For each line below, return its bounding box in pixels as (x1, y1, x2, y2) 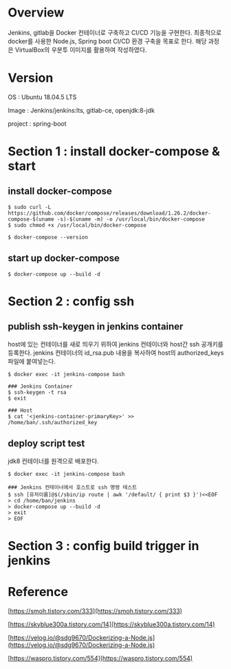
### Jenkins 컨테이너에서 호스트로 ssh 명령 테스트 (8, 483, 137, 491)
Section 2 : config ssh (8, 294, 135, 309)
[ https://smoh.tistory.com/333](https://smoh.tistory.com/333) (8, 606, 183, 615)
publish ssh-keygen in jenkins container (8, 321, 184, 333)
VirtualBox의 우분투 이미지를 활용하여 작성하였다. (14, 45, 147, 54)
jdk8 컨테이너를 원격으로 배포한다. (8, 457, 99, 465)
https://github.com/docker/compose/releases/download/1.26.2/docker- (8, 210, 212, 217)
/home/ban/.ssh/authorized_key (8, 419, 98, 426)
